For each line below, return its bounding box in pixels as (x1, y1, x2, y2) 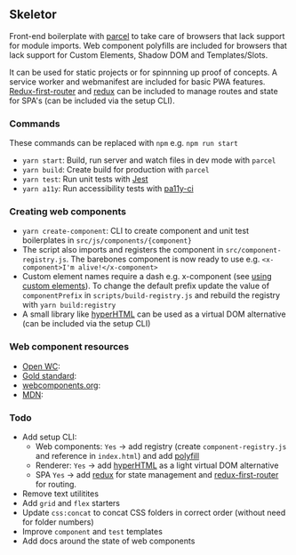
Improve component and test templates (21, 527, 163, 536)
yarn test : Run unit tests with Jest (21, 173, 148, 185)
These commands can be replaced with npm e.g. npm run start (9, 138, 238, 149)
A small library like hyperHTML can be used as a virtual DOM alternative (21, 309, 286, 319)
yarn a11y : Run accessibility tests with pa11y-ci (21, 183, 194, 194)
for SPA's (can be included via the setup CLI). (9, 95, 175, 106)
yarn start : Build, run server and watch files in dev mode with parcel (21, 155, 276, 165)
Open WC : (21, 360, 60, 372)
